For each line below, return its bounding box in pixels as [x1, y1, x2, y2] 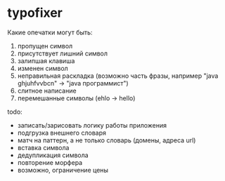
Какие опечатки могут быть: [7, 28, 93, 36]
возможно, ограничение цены [17, 166, 109, 174]
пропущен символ [17, 41, 73, 50]
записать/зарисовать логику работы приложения [17, 121, 167, 129]
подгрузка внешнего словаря [17, 128, 107, 137]
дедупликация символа [17, 151, 89, 159]
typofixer [7, 5, 63, 21]
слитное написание [17, 86, 77, 95]
